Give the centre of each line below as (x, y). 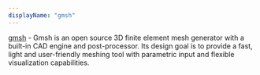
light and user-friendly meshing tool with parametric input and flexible (121, 54)
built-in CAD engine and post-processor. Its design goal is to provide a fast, (131, 46)
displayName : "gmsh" (42, 15)
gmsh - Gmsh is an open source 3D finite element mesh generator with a (126, 37)
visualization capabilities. (49, 62)
